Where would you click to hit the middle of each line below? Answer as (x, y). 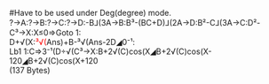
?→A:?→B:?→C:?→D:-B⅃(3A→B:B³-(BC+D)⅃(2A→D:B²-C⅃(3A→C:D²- (135, 23)
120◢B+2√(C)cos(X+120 (54, 61)
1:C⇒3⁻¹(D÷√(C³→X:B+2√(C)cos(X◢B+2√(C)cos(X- (118, 51)
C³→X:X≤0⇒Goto (41, 33)
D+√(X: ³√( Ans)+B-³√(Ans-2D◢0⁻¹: (72, 42)
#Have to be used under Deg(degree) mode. (90, 13)
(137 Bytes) (30, 70)
